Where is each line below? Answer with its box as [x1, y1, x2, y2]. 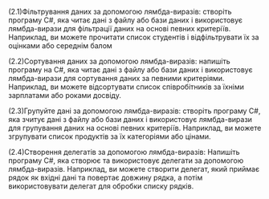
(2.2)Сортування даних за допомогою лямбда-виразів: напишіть [8, 56, 230, 66]
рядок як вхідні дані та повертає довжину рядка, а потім [8, 173, 203, 182]
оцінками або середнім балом [8, 41, 112, 51]
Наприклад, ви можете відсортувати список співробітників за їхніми [8, 82, 245, 91]
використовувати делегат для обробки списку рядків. [8, 181, 194, 191]
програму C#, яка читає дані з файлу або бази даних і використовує [8, 15, 243, 25]
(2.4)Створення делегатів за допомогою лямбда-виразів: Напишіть [8, 148, 240, 156]
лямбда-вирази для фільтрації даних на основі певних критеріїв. [8, 24, 231, 33]
